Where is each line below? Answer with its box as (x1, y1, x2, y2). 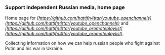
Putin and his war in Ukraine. (5, 46, 64, 52)
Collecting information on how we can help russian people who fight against (5, 40, 160, 46)
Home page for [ (5, 15, 39, 21)
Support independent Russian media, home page (5, 4, 125, 11)
